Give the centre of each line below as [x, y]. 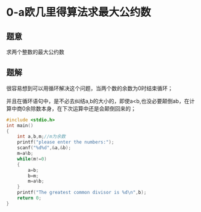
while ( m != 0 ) [32, 159]
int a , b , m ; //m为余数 [42, 137]
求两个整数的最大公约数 [35, 52]
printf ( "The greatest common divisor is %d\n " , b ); [82, 193]
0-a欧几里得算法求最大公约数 [79, 12]
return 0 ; [29, 198]
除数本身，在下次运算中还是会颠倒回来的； [83, 108]
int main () [20, 126]
